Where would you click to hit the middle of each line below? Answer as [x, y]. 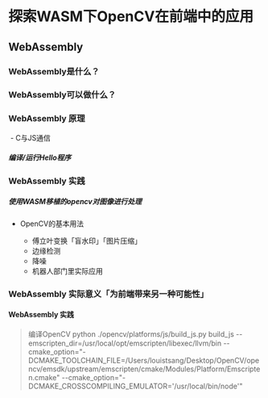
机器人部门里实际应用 [67, 270]
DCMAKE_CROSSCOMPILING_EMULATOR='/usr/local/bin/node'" [135, 386]
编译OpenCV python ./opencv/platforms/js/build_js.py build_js [131, 334]
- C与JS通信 [30, 137]
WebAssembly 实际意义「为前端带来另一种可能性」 [109, 294]
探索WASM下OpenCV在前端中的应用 [131, 17]
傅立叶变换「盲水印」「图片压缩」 [87, 241]
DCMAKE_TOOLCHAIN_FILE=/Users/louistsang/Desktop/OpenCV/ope [144, 360]
